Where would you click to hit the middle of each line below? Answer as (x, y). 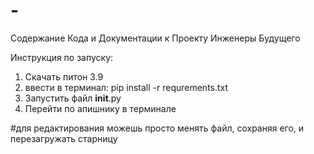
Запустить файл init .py (73, 98)
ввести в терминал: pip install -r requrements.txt (126, 87)
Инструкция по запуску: (62, 57)
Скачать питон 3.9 (64, 76)
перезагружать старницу (64, 138)
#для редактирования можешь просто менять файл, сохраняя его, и (157, 128)
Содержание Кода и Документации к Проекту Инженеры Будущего (155, 38)
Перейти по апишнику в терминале (100, 108)
